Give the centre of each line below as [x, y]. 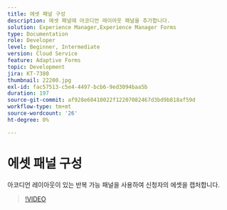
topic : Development [36, 67]
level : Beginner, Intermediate [54, 47]
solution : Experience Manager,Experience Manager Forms [92, 27]
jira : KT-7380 [28, 73]
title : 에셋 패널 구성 [37, 14]
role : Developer [31, 41]
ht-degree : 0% [28, 120]
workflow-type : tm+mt [39, 107]
